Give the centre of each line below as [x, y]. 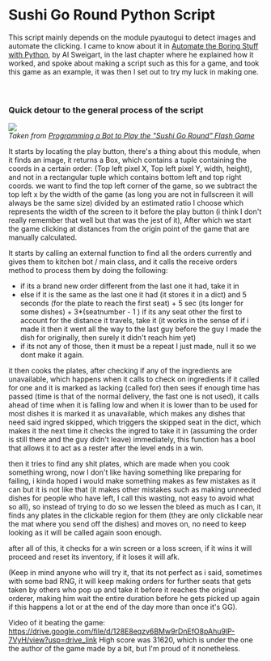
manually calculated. [43, 237]
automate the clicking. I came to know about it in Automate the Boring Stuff [133, 45]
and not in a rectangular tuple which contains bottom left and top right [125, 177]
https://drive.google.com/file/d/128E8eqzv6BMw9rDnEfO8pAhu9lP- [122, 631]
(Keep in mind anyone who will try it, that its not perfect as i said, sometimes [135, 573]
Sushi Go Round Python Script [112, 15]
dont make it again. [52, 355]
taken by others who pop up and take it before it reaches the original [123, 590]
